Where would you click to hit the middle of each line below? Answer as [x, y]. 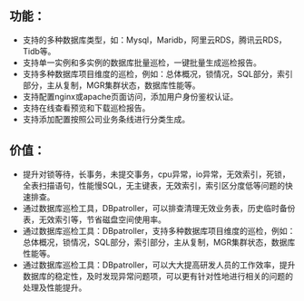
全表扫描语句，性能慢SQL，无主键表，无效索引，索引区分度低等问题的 [154, 185]
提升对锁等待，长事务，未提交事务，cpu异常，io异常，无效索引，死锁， [156, 174]
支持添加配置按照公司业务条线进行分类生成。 [106, 119]
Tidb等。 [39, 51]
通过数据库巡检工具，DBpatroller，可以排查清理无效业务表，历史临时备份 [159, 208]
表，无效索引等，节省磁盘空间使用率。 [94, 219]
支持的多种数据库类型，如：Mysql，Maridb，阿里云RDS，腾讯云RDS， [155, 40]
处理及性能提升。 [54, 287]
